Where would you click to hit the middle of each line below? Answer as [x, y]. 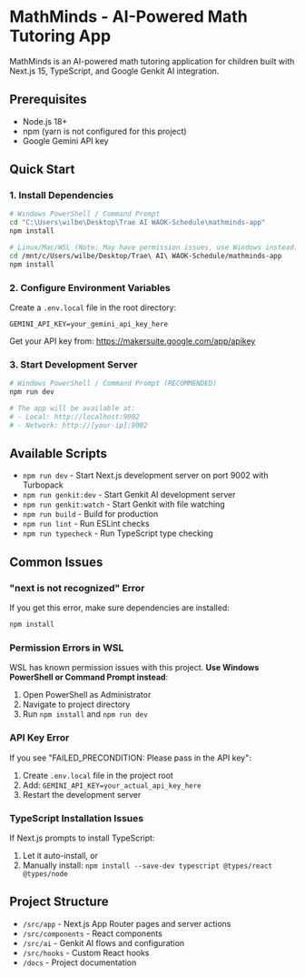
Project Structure [59, 902]
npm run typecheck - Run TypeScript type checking [118, 533]
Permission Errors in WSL [67, 648]
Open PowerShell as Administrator [87, 695]
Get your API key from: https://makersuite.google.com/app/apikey [133, 341]
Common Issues [56, 562]
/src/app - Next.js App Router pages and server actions [127, 923]
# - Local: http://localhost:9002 [75, 417]
